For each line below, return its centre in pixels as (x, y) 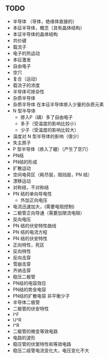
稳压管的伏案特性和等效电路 (42, 344)
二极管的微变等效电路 (35, 331)
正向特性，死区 (28, 245)
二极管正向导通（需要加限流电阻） (49, 213)
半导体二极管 (26, 302)
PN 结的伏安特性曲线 (35, 225)
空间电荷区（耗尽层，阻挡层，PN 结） (52, 174)
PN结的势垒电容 (29, 289)
